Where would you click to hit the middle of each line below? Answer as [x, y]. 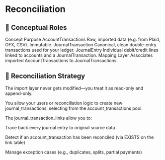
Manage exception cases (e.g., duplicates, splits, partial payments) [74, 152]
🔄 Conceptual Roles [36, 28]
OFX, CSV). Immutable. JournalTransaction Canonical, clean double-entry [81, 45]
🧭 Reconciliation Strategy [45, 76]
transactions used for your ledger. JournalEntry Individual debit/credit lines [82, 50]
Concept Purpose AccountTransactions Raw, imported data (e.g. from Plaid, [83, 39]
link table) [15, 142]
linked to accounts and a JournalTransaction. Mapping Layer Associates [79, 55]
